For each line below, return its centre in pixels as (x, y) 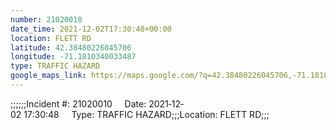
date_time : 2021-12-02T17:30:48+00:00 (91, 29)
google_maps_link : (48, 76)
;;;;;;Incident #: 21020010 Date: (78, 103)
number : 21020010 (46, 19)
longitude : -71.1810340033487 (73, 57)
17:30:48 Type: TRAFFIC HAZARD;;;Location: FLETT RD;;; (146, 114)
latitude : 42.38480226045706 (71, 47)
